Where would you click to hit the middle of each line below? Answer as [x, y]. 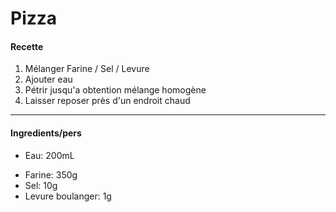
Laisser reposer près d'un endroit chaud [107, 101]
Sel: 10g [41, 185]
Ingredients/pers [46, 133]
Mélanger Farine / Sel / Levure [87, 69]
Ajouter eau [48, 79]
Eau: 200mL [49, 155]
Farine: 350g [51, 174]
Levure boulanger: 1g [68, 196]
